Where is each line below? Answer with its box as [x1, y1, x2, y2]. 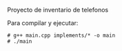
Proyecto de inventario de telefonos [7, 6, 109, 14]
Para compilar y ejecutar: [7, 19, 79, 27]
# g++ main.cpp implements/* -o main [7, 32, 116, 39]
